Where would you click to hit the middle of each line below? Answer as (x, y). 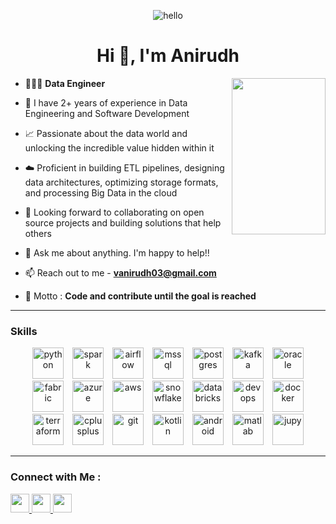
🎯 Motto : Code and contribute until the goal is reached (140, 296)
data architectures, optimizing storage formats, (121, 182)
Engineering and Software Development (107, 113)
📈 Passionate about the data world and (106, 133)
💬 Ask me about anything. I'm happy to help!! (117, 252)
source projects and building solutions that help (123, 222)
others (38, 233)
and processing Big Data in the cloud (101, 192)
